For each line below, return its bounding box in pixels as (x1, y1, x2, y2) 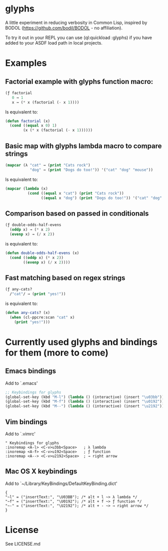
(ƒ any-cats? (5, 287, 32, 292)
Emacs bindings (5, 367, 56, 375)
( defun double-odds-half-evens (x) (5, 250, 79, 255)
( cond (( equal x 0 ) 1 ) (9, 123, 57, 128)
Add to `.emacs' (5, 380, 38, 386)
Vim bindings (5, 417, 47, 426)
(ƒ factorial (5, 90, 32, 95)
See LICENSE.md (5, 540, 41, 546)
